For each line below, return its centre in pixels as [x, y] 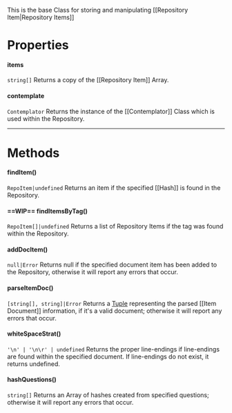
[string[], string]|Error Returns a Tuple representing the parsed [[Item [112, 303]
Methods [33, 153]
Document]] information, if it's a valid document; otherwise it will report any [115, 311]
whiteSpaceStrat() [34, 334]
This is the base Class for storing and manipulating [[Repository [98, 10]
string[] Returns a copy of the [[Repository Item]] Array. [88, 80]
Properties [38, 45]
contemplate [26, 95]
